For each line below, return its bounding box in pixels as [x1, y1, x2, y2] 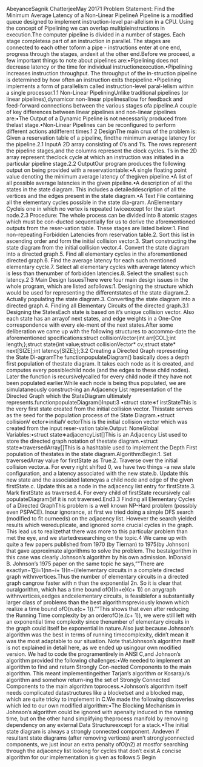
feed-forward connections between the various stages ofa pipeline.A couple [6, 102, 197, 109]
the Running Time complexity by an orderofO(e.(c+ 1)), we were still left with [6, 612, 197, 619]
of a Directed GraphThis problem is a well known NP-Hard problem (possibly [6, 502, 197, 509]
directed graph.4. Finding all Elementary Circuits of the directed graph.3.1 [6, 302, 189, 309]
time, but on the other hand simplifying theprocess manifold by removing [6, 715, 188, 722]
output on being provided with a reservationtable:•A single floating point [6, 166, 187, 174]
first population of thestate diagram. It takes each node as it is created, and [6, 360, 194, 367]
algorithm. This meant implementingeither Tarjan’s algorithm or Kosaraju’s [6, 670, 190, 677]
